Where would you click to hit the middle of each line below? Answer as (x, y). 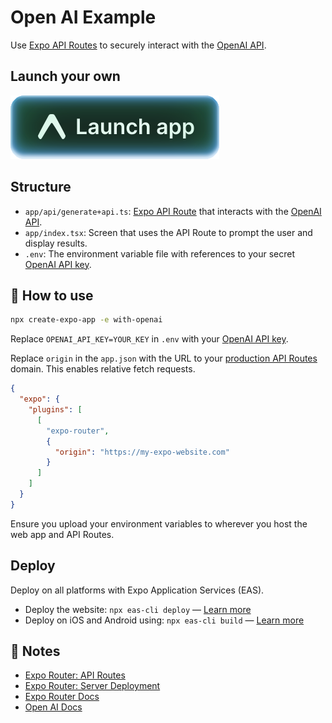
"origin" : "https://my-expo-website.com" (142, 452)
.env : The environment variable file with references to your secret (159, 253)
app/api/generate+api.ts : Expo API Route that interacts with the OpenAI (173, 211)
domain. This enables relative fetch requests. (103, 369)
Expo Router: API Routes (75, 675)
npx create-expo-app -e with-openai (86, 320)
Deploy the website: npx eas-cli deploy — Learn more (138, 609)
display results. (56, 243)
